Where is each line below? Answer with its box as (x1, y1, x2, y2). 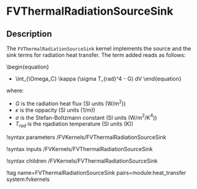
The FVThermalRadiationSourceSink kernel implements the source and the (6, 45, 191, 52)
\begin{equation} (6, 63, 50, 70)
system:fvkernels (6, 176, 50, 183)
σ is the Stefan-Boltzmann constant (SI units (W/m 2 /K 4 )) (15, 113, 157, 121)
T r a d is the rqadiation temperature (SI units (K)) (15, 120, 133, 129)
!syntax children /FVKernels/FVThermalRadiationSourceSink (6, 157, 158, 165)
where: (6, 87, 24, 94)
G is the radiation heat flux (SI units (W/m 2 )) (15, 99, 126, 107)
